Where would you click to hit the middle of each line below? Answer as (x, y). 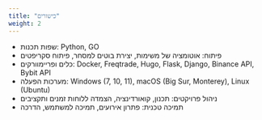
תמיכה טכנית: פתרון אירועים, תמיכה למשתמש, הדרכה (101, 107)
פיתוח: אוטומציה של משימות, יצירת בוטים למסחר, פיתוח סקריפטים (121, 55)
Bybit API (35, 72)
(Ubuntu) (35, 89)
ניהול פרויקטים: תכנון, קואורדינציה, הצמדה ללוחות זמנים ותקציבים (118, 98)
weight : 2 (25, 24)
